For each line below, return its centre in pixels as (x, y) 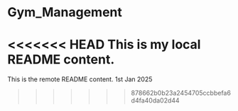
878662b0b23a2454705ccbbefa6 (181, 93)
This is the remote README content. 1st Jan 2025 (80, 79)
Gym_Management (65, 12)
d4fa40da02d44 (155, 100)
